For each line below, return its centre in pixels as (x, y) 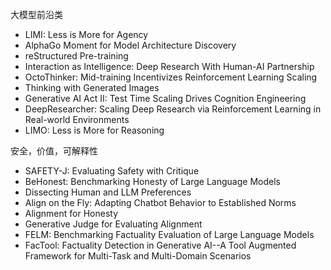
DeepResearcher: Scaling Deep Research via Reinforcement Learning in (173, 109)
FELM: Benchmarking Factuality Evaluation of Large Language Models (169, 234)
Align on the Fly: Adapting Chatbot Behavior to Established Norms (160, 202)
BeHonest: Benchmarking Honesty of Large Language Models (152, 181)
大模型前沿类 (36, 14)
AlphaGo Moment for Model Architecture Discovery (130, 45)
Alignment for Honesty (71, 213)
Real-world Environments (77, 119)
